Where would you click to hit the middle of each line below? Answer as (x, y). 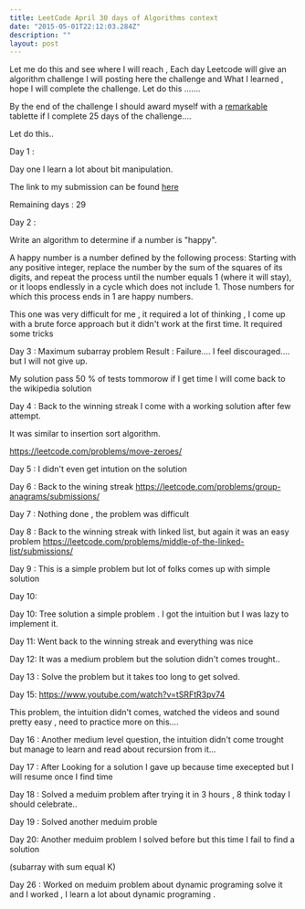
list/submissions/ (41, 551)
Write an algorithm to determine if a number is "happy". (113, 240)
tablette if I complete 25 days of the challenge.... (100, 116)
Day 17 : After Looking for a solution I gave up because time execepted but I (152, 767)
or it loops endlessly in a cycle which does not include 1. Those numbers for (152, 287)
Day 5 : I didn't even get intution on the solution (98, 469)
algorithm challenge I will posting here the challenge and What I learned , (147, 79)
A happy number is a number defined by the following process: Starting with (153, 258)
